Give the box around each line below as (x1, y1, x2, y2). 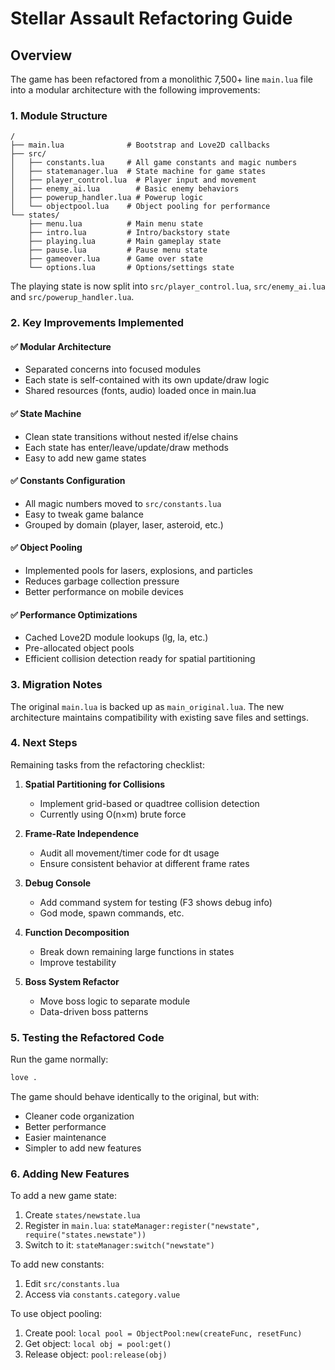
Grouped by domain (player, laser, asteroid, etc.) (24, 518, 224, 531)
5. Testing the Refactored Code (10, 1030, 165, 1044)
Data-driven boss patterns (39, 1005, 149, 1017)
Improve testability (39, 956, 117, 968)
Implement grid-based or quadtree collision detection (39, 797, 260, 809)
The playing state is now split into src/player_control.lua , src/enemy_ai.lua (10, 280, 326, 292)
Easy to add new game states (24, 452, 147, 464)
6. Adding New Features (10, 1167, 130, 1181)
